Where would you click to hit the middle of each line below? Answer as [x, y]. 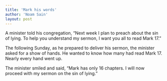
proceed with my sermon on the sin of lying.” [51, 74]
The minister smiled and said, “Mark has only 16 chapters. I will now [75, 68]
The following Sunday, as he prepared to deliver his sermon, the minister [80, 48]
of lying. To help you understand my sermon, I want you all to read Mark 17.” [83, 38]
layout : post [19, 19]
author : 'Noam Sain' [27, 14]
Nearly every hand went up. [34, 59]
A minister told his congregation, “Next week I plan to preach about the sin [82, 33]
